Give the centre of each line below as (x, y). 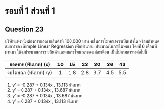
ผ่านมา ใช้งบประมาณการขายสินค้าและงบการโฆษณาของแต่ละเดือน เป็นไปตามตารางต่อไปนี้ (76, 52)
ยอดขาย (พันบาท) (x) (30, 64)
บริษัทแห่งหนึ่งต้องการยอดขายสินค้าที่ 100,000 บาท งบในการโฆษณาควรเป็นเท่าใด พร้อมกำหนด (82, 41)
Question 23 (24, 29)
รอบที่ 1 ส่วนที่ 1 (30, 11)
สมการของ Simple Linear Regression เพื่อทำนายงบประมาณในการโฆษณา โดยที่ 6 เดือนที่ (81, 46)
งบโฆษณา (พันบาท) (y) (30, 73)
